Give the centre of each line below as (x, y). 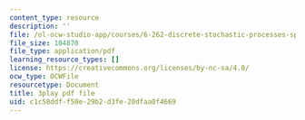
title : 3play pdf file (52, 93)
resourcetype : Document (54, 85)
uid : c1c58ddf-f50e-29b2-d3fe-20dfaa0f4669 (93, 102)
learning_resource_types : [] (64, 60)
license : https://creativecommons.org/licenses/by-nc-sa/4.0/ (129, 69)
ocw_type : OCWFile (44, 77)
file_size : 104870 (44, 43)
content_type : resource (54, 18)
